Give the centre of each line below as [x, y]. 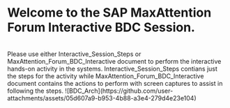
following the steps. [36, 91]
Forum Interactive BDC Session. [101, 27]
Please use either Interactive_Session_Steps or [74, 54]
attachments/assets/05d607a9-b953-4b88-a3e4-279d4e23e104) [102, 98]
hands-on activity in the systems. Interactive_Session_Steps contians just [113, 69]
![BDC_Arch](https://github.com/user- [119, 91]
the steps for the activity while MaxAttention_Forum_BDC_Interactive [106, 76]
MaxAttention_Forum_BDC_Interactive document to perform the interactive [114, 61]
